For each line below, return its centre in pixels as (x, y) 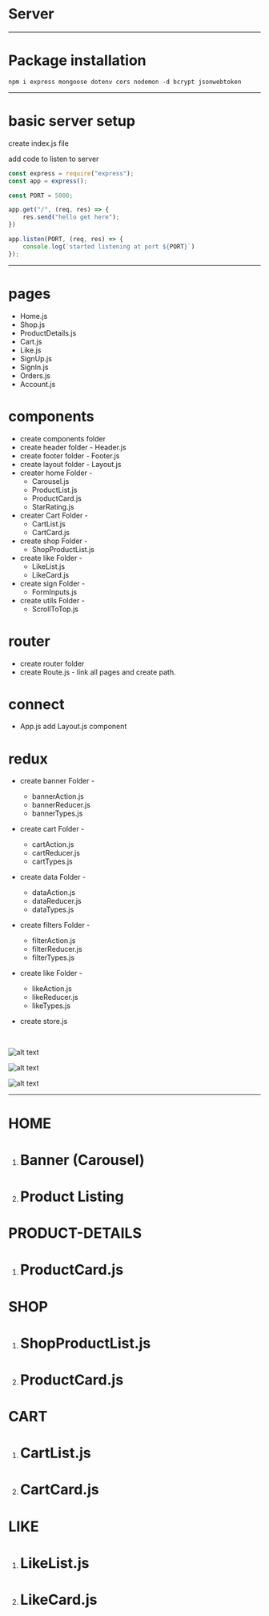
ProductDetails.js (48, 332)
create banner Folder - (57, 781)
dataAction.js (54, 893)
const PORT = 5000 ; (41, 195)
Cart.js (31, 341)
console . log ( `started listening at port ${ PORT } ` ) (109, 246)
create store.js (44, 1022)
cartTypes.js (52, 861)
